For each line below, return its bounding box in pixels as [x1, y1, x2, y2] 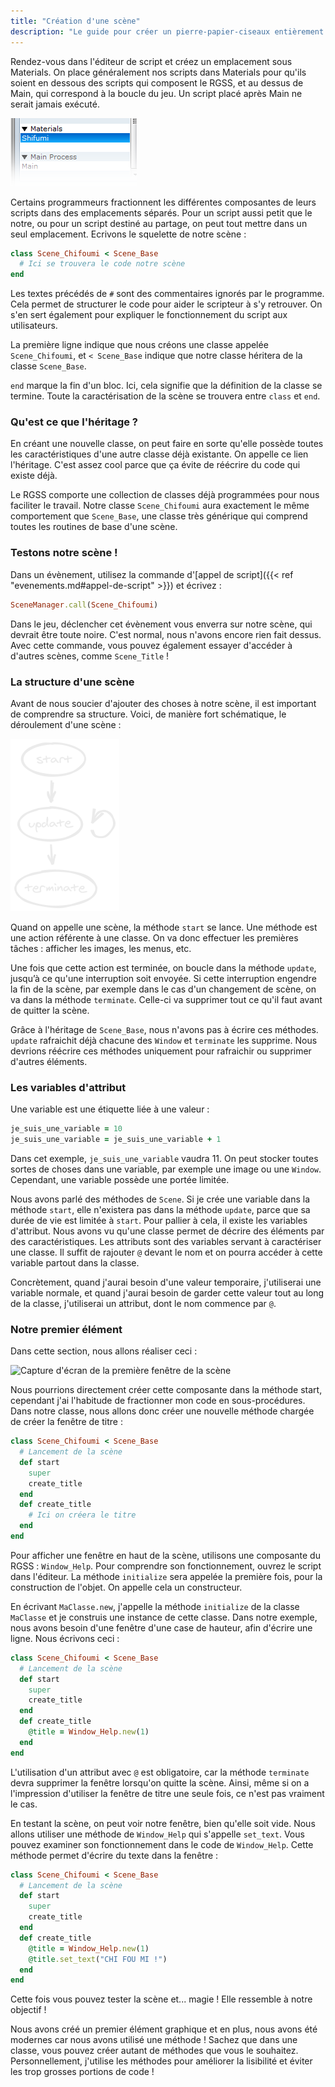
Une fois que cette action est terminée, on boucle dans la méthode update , [10, 961, 317, 974]
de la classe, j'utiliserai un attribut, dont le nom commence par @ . [10, 1297, 277, 1309]
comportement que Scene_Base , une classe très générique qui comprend [10, 510, 308, 522]
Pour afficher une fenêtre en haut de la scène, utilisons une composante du [10, 1549, 321, 1561]
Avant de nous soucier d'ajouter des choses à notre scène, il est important [10, 697, 317, 709]
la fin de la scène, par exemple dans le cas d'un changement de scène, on [10, 983, 317, 995]
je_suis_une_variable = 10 [10, 1124, 123, 1134]
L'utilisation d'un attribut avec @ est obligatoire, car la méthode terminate [10, 1766, 310, 1778]
